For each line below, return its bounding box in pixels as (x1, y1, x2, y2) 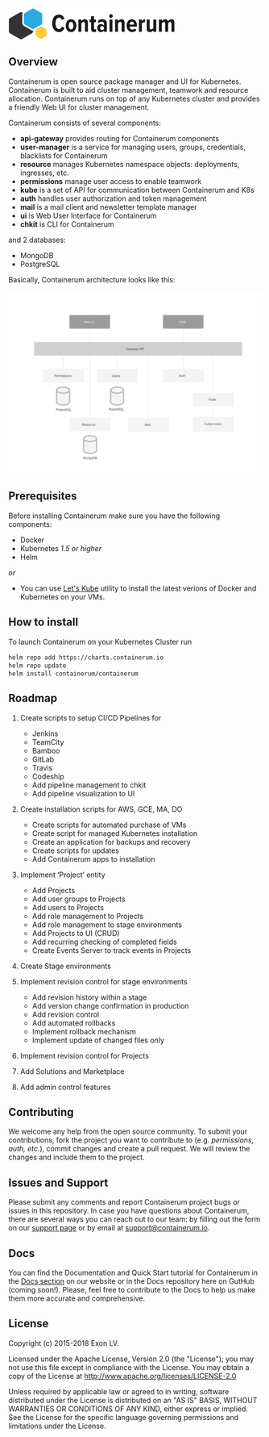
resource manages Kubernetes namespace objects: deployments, (19, 159, 240, 169)
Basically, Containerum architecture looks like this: (8, 274, 176, 284)
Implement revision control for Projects (19, 1051, 149, 1060)
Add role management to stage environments (31, 920, 183, 929)
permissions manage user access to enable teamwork (19, 176, 202, 186)
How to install (8, 616, 79, 629)
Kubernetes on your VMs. (19, 591, 106, 601)
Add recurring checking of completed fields (31, 937, 177, 946)
